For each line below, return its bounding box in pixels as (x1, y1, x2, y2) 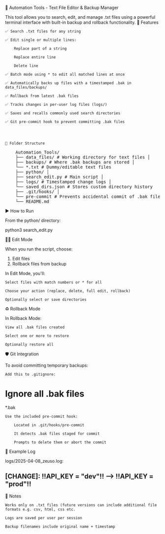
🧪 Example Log (5, 448, 36, 454)
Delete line (14, 63, 38, 68)
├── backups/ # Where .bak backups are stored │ (15, 159, 135, 165)
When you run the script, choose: (5, 246, 73, 252)
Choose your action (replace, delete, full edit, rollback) (5, 288, 131, 293)
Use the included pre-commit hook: (5, 414, 78, 419)
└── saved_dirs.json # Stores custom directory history (15, 184, 153, 189)
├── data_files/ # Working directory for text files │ (15, 155, 151, 160)
